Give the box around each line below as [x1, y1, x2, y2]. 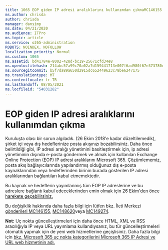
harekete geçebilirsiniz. [5, 193, 53, 199]
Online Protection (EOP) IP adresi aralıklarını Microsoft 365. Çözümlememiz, [5, 157, 161, 163]
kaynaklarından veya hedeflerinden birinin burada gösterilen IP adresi [5, 168, 148, 174]
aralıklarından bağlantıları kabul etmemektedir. [5, 173, 100, 179]
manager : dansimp [5, 21, 41, 27]
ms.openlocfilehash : [5, 63, 48, 68]
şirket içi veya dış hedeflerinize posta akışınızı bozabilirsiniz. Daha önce [5, 141, 152, 147]
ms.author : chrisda [5, 12, 46, 17]
